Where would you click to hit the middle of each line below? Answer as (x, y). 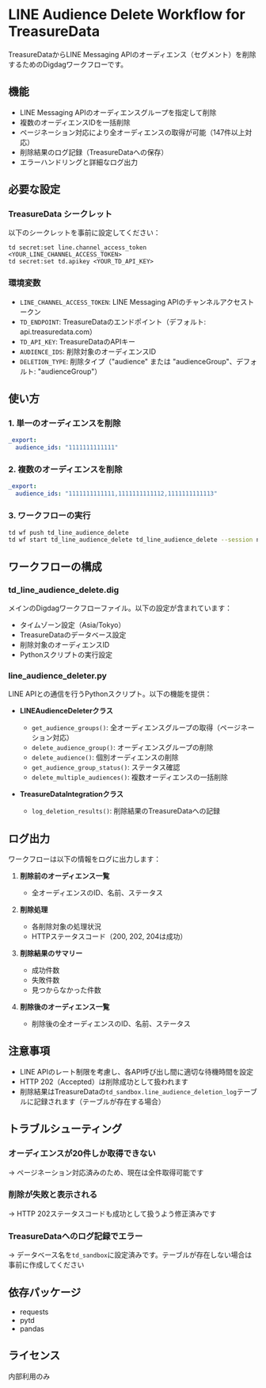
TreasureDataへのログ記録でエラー (76, 1236)
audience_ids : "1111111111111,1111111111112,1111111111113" (116, 494)
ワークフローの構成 (55, 566)
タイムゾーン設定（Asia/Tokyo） (72, 625)
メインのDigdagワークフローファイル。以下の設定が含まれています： (120, 608)
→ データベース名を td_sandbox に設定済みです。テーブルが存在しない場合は (130, 1255)
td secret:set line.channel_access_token (78, 248)
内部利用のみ (29, 1376)
